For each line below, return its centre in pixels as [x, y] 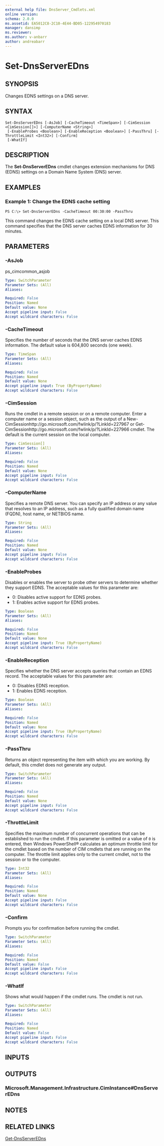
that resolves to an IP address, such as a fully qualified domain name [75, 508]
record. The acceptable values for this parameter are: [59, 676]
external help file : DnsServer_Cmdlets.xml [50, 10]
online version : [22, 14]
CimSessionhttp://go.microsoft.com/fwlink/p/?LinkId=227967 [67, 424]
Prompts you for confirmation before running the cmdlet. [62, 928]
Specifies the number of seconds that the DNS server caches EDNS [74, 340]
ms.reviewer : [18, 32]
